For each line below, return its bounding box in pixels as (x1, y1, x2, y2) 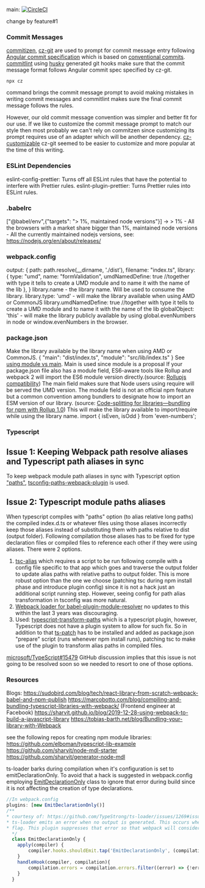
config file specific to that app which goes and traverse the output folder (15, 564, 198, 572)
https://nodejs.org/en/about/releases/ (6, 237, 101, 244)
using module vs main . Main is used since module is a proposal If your (6, 360, 183, 368)
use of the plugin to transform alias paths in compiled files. (15, 642, 163, 649)
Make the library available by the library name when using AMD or (6, 348, 173, 355)
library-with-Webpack (6, 722, 62, 729)
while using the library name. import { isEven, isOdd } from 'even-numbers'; (6, 412, 196, 420)
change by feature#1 (6, 18, 58, 24)
